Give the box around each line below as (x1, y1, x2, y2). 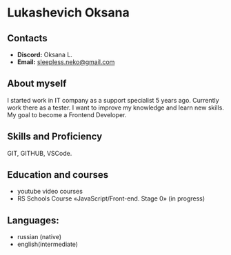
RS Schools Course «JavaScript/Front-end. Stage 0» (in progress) (17, 194, 205, 203)
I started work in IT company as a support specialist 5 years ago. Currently (7, 96, 219, 104)
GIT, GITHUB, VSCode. (7, 149, 72, 157)
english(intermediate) (17, 240, 78, 249)
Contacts (7, 32, 48, 44)
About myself (7, 78, 67, 90)
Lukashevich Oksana (7, 5, 130, 21)
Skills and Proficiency (7, 131, 103, 143)
